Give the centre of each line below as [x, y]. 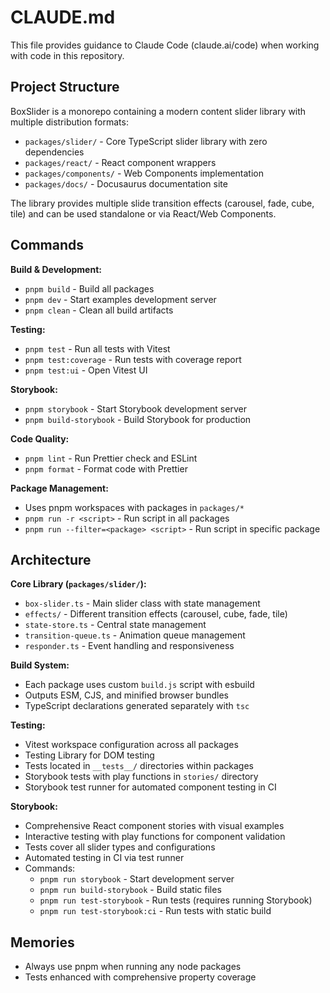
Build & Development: [56, 269]
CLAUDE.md [63, 17]
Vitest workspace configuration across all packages [131, 745]
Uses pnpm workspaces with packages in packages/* [134, 507]
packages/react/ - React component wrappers [120, 162]
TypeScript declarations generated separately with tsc [137, 706]
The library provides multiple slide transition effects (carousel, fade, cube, [162, 203]
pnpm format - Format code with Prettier [106, 468]
